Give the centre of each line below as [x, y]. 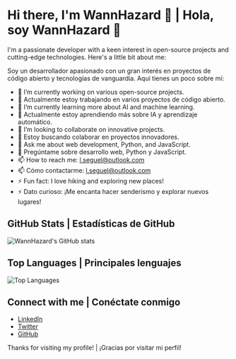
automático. [35, 122]
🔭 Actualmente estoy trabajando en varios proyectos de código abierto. [122, 99]
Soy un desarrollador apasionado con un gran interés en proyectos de [109, 71]
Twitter [28, 327]
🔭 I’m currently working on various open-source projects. [101, 92]
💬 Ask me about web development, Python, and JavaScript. [104, 144]
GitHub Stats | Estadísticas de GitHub [91, 224]
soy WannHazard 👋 [64, 30]
